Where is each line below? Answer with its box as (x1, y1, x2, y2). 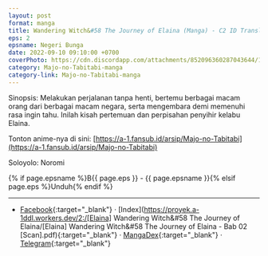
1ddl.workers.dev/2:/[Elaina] (19, 213, 112, 223)
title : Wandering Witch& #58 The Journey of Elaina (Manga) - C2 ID (8, 26, 238, 34)
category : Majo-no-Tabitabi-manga (8, 64, 124, 72)
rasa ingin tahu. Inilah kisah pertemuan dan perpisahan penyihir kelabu (8, 109, 241, 120)
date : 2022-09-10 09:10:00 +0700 (8, 49, 120, 57)
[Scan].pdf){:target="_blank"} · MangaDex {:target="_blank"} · (19, 230, 223, 239)
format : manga (8, 19, 56, 27)
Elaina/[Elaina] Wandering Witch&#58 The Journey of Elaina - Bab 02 (19, 221, 248, 231)
